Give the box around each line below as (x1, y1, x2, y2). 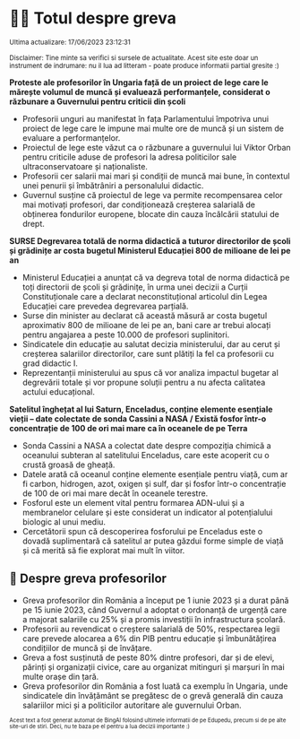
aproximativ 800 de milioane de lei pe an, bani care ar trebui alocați (21, 319, 271, 330)
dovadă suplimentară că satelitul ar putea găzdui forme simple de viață (21, 535, 284, 546)
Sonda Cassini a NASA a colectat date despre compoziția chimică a (21, 439, 271, 451)
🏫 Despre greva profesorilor (9, 571, 167, 587)
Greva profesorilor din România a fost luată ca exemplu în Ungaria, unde (21, 681, 288, 691)
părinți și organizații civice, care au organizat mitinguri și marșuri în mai (21, 661, 285, 672)
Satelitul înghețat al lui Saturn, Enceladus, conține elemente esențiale (9, 404, 273, 414)
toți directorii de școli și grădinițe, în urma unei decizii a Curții (21, 282, 248, 292)
